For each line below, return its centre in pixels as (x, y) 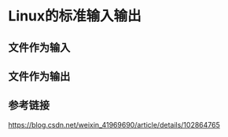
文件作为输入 (39, 47)
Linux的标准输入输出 (75, 16)
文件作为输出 (39, 76)
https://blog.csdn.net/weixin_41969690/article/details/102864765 (114, 124)
